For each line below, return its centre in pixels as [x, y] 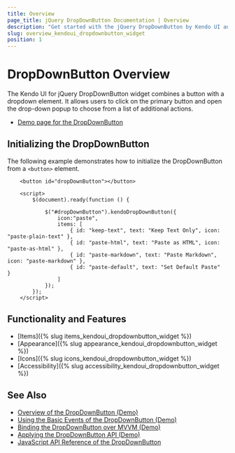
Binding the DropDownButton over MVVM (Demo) [89, 427]
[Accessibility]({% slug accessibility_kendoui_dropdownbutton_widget [118, 365]
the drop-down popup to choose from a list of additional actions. [100, 109]
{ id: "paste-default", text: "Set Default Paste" [145, 267]
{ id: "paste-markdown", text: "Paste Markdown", [143, 255]
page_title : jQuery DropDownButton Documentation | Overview [98, 20]
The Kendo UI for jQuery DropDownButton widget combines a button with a [116, 94]
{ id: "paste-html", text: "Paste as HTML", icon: [145, 242]
